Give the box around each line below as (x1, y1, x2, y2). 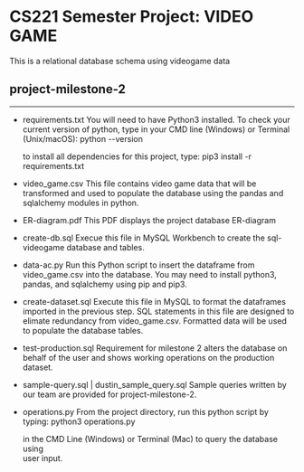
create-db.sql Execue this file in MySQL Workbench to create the (22, 232, 265, 243)
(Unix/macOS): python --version (22, 133, 143, 144)
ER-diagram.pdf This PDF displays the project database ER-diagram (22, 214, 276, 225)
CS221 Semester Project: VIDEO (9, 6, 254, 27)
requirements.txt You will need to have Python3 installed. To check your (22, 114, 291, 125)
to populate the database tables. (22, 325, 144, 335)
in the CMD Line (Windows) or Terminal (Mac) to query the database (22, 433, 279, 444)
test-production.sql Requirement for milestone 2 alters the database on (22, 342, 288, 354)
